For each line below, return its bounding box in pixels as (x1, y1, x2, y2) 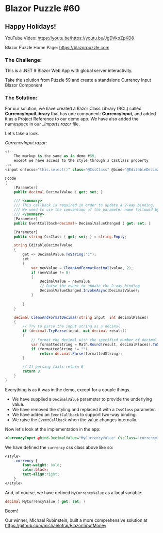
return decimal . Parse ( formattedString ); (39, 351, 123, 356)
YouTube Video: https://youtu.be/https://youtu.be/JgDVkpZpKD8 (5, 35, 134, 41)
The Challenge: (5, 56, 42, 63)
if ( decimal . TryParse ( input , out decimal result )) (22, 328, 127, 333)
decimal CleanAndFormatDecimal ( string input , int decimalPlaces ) (14, 315, 149, 320)
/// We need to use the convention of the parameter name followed (14, 207, 153, 212)
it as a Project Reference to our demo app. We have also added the (5, 116, 139, 121)
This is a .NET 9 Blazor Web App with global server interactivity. (5, 68, 132, 73)
